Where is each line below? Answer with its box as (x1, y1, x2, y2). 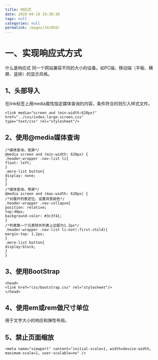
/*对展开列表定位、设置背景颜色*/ (5, 196, 65, 201)
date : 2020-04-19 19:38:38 (5, 12, 60, 17)
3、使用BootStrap (5, 267, 60, 276)
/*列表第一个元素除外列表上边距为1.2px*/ (5, 223, 79, 228)
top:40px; (5, 209, 25, 214)
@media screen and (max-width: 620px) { (5, 191, 89, 196)
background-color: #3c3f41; (5, 213, 62, 218)
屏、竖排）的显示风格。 (5, 71, 52, 77)
